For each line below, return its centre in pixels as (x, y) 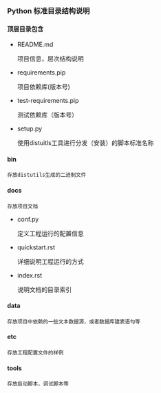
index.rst (30, 275)
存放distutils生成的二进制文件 (47, 175)
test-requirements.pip (48, 101)
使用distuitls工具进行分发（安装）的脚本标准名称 (85, 143)
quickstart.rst (36, 247)
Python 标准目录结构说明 (49, 10)
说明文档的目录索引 (44, 289)
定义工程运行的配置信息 (50, 233)
